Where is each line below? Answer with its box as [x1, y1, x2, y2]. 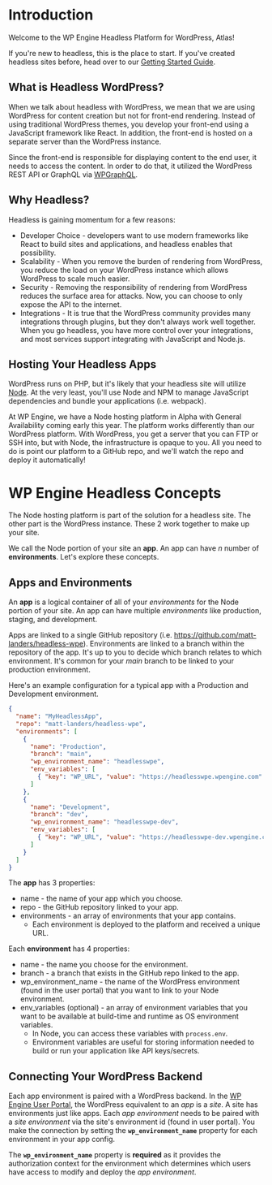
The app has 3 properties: [8, 878, 96, 888]
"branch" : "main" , [29, 750, 92, 759]
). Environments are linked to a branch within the [83, 639, 244, 649]
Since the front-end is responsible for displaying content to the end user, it [8, 152, 257, 162]
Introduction [8, 6, 94, 24]
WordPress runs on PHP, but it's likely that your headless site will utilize [8, 379, 247, 389]
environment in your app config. [8, 1135, 116, 1144]
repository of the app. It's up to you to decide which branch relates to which [8, 647, 262, 657]
